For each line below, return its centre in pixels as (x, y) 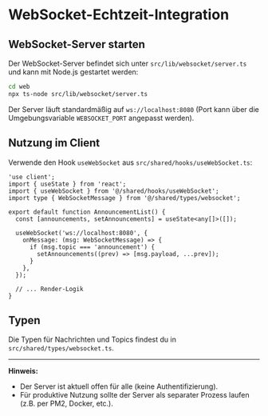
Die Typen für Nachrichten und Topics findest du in (93, 340)
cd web (19, 86)
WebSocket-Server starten (77, 44)
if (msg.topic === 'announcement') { (92, 247)
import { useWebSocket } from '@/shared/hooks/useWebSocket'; (114, 191)
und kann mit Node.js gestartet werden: (73, 72)
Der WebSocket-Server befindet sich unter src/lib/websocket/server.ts (128, 63)
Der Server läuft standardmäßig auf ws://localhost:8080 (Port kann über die (134, 109)
